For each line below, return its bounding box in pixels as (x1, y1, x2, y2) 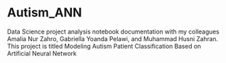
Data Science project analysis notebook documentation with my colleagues (7, 27, 220, 36)
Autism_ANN (7, 5, 82, 21)
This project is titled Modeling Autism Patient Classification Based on (7, 42, 201, 50)
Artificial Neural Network (7, 49, 77, 58)
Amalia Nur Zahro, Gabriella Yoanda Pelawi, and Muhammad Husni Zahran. (7, 34, 218, 42)
